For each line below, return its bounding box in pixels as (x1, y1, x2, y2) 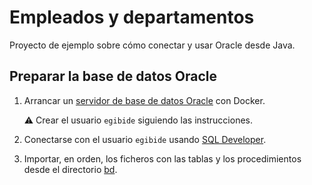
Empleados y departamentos (9, 6, 255, 29)
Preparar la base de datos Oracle (9, 68, 217, 85)
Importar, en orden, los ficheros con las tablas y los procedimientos (23, 152, 302, 165)
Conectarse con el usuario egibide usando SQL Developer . (23, 133, 267, 145)
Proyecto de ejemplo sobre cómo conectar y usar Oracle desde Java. (9, 39, 296, 51)
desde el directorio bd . (23, 163, 118, 175)
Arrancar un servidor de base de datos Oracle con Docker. (23, 94, 266, 106)
